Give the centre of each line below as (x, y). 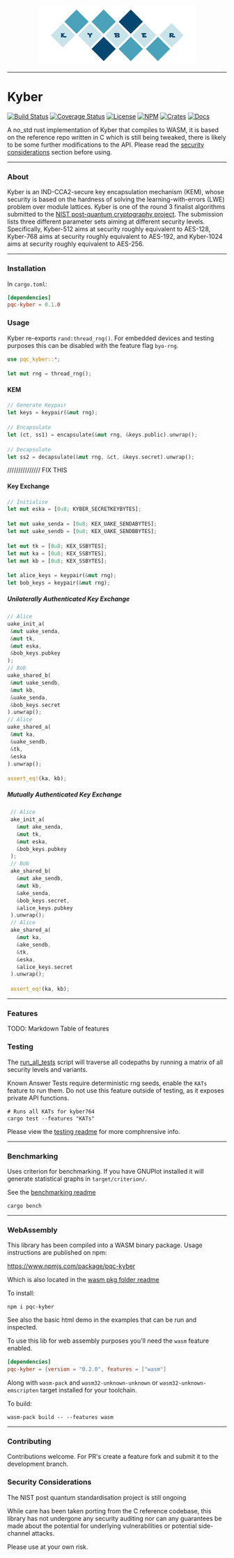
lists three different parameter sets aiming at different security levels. (106, 221)
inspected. (22, 1327)
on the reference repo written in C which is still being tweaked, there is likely (117, 137)
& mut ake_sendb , (40, 879)
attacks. (43, 1533)
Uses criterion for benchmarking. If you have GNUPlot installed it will (106, 1171)
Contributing (29, 1441)
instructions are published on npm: (57, 1253)
